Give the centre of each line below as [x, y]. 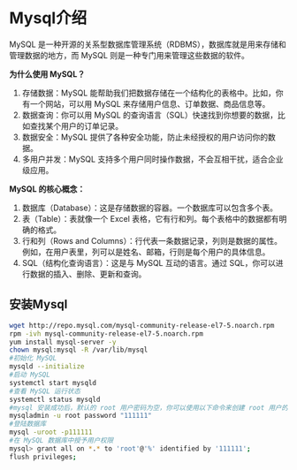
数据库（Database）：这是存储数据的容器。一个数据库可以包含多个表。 [150, 208]
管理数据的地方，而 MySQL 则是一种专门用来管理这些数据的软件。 [129, 55]
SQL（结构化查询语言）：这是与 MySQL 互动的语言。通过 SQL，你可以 [149, 262]
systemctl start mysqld [53, 383]
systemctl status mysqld [55, 399]
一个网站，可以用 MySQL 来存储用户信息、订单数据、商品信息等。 [150, 103]
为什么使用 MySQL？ [47, 74]
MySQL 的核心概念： [47, 189]
